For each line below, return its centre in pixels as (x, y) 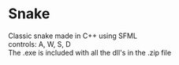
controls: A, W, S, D (39, 44)
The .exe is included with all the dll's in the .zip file (90, 52)
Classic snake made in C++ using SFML (73, 36)
